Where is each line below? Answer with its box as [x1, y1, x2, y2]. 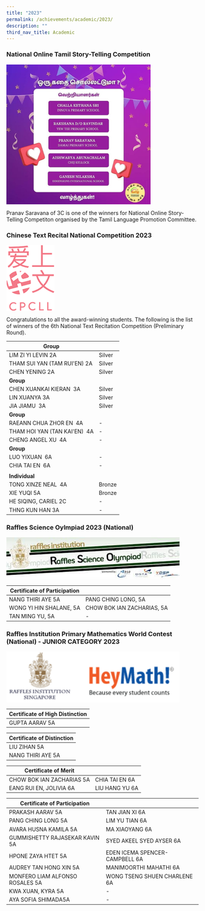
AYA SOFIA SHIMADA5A [9, 896, 70, 904]
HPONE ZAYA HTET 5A [9, 852, 67, 860]
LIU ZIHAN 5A [9, 743, 45, 751]
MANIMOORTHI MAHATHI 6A [106, 864, 180, 871]
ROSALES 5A [9, 879, 43, 886]
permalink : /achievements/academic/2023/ [6, 16, 113, 23]
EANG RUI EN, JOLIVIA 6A [9, 784, 75, 791]
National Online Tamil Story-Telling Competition [6, 50, 151, 59]
